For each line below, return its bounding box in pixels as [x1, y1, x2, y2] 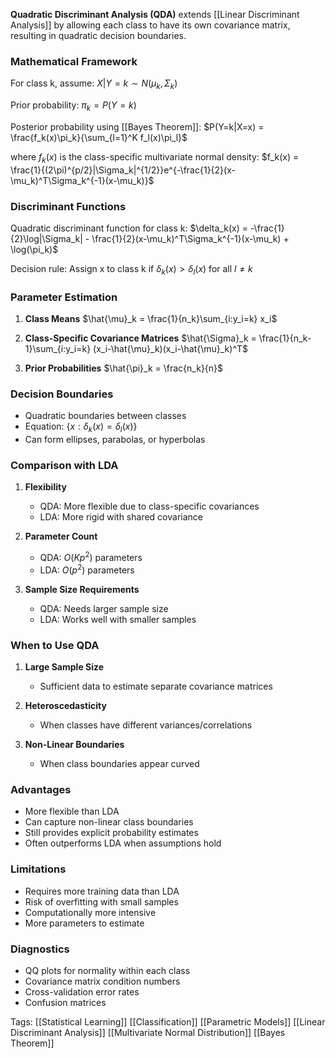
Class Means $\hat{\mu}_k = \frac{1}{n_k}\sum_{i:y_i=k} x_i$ [24, 313, 278, 325]
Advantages [10, 783, 72, 796]
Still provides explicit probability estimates [24, 827, 199, 839]
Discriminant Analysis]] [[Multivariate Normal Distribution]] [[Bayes [10, 1026, 286, 1038]
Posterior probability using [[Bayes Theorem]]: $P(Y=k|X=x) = [10, 120, 265, 133]
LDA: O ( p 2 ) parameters [39, 562, 135, 576]
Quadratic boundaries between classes [24, 410, 187, 422]
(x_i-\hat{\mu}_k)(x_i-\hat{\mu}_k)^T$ [93, 343, 249, 355]
